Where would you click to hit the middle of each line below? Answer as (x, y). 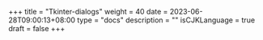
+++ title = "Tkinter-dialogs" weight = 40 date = (88, 12)
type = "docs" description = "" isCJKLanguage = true (166, 20)
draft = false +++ (37, 28)
